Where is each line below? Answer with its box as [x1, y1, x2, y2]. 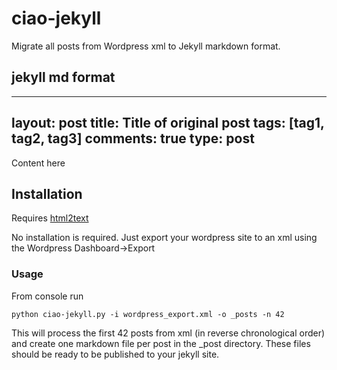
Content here [11, 157, 66, 169]
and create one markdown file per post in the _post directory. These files [11, 337, 311, 349]
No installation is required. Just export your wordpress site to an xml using [11, 232, 318, 244]
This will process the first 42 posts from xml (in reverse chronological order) [11, 327, 326, 339]
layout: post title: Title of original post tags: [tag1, [11, 115, 325, 132]
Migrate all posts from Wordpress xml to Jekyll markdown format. [11, 40, 281, 52]
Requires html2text [11, 212, 89, 224]
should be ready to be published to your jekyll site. [11, 348, 220, 360]
